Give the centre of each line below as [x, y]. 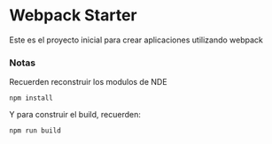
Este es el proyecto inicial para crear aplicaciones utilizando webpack [136, 40]
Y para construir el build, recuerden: [75, 115]
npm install [31, 98]
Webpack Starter [73, 15]
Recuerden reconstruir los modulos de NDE [88, 82]
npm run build [35, 131]
